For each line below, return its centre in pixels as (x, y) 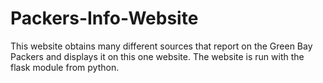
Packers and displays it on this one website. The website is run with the (157, 56)
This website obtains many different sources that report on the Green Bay (161, 46)
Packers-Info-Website (104, 18)
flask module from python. (65, 67)
